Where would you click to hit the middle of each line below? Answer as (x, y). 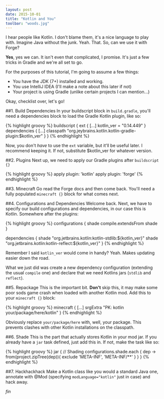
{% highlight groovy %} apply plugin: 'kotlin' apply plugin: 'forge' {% (74, 174)
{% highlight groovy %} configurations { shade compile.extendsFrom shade (82, 223)
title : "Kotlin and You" (31, 19)
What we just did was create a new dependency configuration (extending (79, 267)
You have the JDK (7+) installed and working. (58, 81)
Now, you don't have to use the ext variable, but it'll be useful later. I (74, 146)
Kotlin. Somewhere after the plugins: (42, 214)
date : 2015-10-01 (23, 14)
